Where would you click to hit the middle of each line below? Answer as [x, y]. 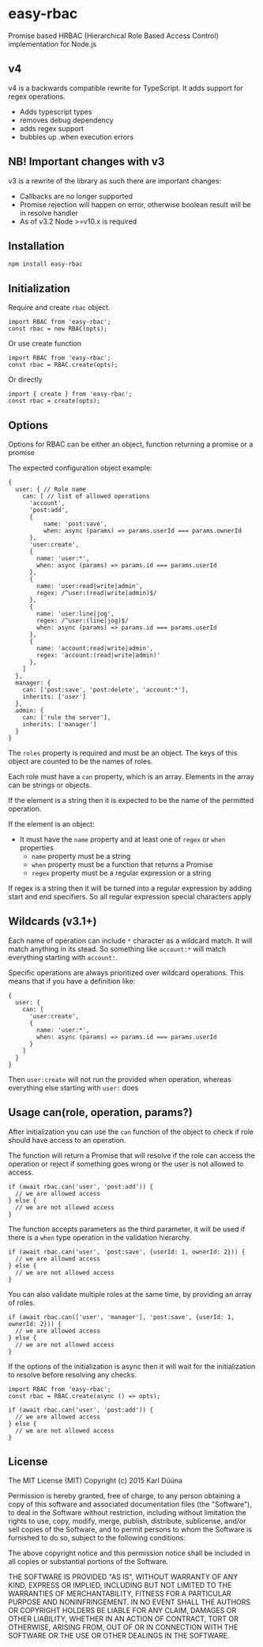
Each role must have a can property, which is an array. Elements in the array [131, 776]
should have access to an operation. [67, 1140]
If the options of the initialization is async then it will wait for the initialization [132, 1366]
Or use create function [45, 344]
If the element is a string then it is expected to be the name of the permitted [131, 800]
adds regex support [52, 128]
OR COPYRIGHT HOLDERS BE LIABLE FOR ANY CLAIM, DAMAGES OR [122, 1611]
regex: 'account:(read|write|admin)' [98, 655]
